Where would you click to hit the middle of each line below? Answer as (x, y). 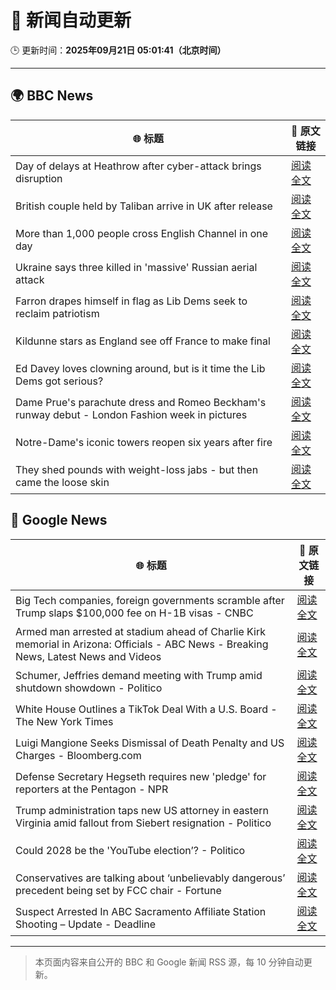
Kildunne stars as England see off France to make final (143, 341)
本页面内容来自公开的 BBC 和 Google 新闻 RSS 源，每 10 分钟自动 (169, 962)
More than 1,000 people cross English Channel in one (142, 233)
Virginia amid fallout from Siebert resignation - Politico (143, 823)
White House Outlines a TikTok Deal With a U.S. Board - (146, 709)
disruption (39, 178)
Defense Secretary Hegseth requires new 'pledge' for (141, 776)
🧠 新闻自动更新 (71, 20)
